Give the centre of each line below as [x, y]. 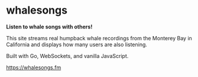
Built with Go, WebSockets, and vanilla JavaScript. [67, 56]
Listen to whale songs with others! [49, 27]
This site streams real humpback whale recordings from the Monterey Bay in [99, 38]
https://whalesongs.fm [34, 67]
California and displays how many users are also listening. [77, 44]
